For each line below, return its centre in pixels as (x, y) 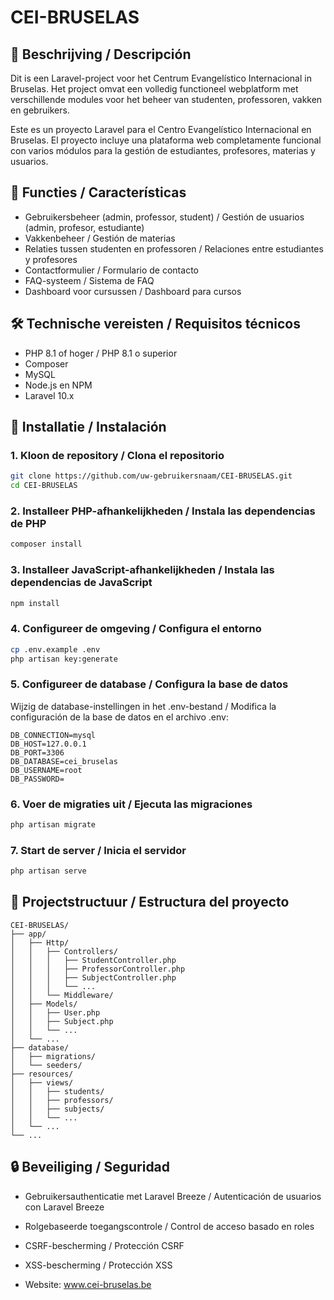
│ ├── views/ (42, 1082)
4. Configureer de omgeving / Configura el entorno (136, 629)
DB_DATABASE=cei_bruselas (64, 761)
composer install (46, 544)
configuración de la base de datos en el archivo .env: (119, 717)
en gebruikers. (40, 110)
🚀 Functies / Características (98, 192)
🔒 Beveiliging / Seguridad (90, 1167)
